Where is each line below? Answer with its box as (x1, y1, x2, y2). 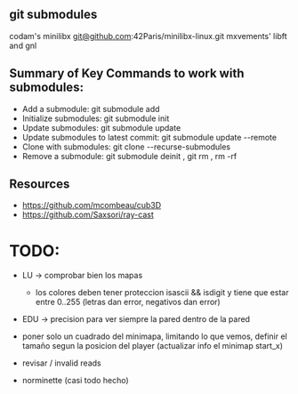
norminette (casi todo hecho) (21, 375, 129, 386)
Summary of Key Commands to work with (9, 66, 245, 81)
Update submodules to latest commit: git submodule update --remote (21, 132, 278, 142)
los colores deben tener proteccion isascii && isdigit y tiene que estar (35, 287, 289, 298)
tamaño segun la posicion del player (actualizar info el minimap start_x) (21, 341, 283, 351)
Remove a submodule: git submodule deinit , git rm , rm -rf (21, 150, 238, 161)
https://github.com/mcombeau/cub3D (21, 200, 162, 211)
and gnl (9, 40, 37, 51)
